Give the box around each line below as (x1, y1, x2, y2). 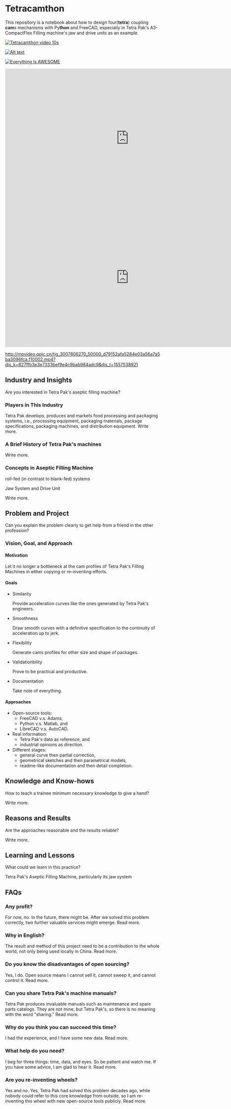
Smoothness (12, 615, 38, 621)
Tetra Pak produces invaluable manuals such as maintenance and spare (5, 1001, 152, 1007)
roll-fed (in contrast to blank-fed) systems (5, 476, 90, 482)
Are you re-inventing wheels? (5, 1076, 78, 1083)
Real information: (12, 731, 47, 737)
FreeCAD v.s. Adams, (19, 715, 63, 721)
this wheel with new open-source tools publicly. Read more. (25, 1098, 147, 1104)
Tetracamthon (5, 3, 65, 14)
